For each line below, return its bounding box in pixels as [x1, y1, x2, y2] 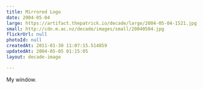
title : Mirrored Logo [6, 8, 61, 15]
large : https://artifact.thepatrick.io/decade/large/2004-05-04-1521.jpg [6, 20, 198, 26]
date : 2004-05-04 [6, 15, 50, 21]
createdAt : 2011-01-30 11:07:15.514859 [6, 43, 108, 49]
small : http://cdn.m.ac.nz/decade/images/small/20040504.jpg [6, 25, 165, 32]
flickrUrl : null [6, 31, 47, 38]
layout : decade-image [6, 54, 61, 60]
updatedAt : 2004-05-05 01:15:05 [6, 48, 88, 54]
